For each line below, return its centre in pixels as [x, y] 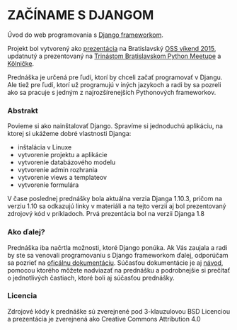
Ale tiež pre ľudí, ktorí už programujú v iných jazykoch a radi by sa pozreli [114, 84]
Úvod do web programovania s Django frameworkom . [86, 35]
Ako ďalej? [26, 232]
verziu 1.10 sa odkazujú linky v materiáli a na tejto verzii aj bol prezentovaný [117, 206]
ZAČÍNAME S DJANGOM [81, 15]
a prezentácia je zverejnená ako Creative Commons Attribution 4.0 [104, 319]
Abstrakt [23, 110]
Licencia [22, 296]
